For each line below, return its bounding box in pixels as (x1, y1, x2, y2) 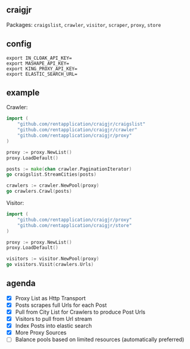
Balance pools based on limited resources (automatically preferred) (15, 336, 185, 344)
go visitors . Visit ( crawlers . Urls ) (6, 262, 94, 268)
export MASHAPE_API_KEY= (6, 60, 69, 67)
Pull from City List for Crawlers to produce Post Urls (15, 308, 146, 315)
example (6, 88, 40, 98)
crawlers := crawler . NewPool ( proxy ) (6, 182, 99, 189)
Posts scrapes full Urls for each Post (15, 301, 107, 309)
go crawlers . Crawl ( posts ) (6, 189, 72, 195)
